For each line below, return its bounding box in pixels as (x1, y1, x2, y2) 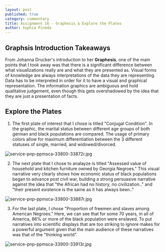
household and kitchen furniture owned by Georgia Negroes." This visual (12, 166, 160, 171)
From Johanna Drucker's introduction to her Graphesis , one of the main (5, 56, 151, 62)
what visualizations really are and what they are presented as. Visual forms (5, 67, 157, 73)
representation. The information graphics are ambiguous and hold (5, 83, 138, 88)
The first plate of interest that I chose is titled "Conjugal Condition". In (12, 120, 153, 126)
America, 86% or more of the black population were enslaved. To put (12, 216, 152, 222)
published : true (5, 12, 38, 17)
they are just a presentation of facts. (5, 93, 79, 99)
